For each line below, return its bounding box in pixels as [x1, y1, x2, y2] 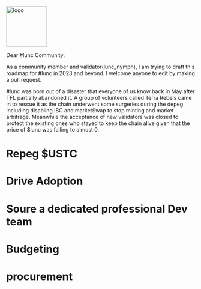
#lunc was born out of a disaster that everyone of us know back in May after [6, 88, 195, 95]
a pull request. [6, 76, 42, 83]
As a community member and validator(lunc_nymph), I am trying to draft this [6, 63, 195, 70]
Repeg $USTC [6, 147, 77, 161]
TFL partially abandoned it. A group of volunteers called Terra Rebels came [6, 94, 192, 101]
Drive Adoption [6, 174, 83, 188]
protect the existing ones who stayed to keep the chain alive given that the [6, 120, 190, 127]
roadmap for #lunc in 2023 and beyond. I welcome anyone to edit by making [6, 70, 195, 77]
